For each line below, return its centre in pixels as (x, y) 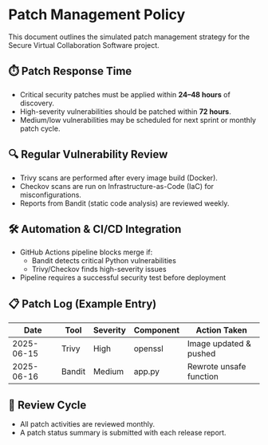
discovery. (37, 103)
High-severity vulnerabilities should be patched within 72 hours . (125, 111)
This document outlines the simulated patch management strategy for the (129, 37)
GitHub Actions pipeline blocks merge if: (86, 252)
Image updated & (219, 344)
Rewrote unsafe (217, 367)
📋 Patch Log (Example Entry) (83, 303)
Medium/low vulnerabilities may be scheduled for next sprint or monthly (138, 120)
